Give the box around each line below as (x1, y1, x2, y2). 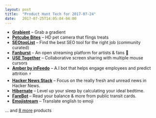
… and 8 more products (5, 107, 52, 114)
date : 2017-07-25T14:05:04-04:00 (5, 16, 77, 21)
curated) (12, 44, 29, 51)
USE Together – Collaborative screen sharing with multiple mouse (12, 55, 143, 61)
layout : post (5, 7, 31, 12)
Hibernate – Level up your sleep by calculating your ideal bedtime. (12, 88, 145, 94)
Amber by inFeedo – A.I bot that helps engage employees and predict (12, 65, 151, 71)
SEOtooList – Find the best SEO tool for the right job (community (12, 40, 141, 45)
